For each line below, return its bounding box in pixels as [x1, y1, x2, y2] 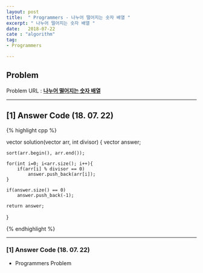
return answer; [6, 203, 45, 209]
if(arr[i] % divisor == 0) [17, 165, 85, 172]
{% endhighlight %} [6, 225, 56, 233]
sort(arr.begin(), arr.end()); [6, 150, 85, 156]
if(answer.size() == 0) [6, 187, 66, 193]
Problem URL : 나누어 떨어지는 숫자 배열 [6, 87, 101, 94]
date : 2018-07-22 [6, 25, 56, 32]
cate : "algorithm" [6, 31, 56, 37]
